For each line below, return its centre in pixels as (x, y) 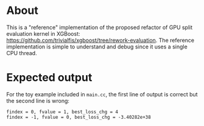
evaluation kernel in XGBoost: (43, 33)
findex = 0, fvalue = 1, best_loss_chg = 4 (62, 112)
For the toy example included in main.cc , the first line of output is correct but (102, 94)
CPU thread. (22, 53)
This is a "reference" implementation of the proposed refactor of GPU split (100, 27)
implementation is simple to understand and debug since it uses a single (97, 47)
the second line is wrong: (38, 101)
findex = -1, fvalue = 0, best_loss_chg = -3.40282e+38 (79, 117)
